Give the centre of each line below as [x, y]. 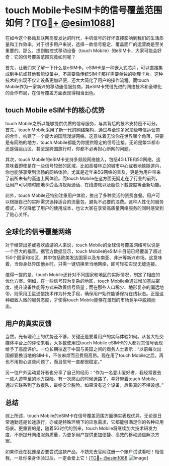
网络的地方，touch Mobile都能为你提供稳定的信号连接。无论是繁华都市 [87, 142]
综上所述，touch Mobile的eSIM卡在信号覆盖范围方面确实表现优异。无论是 [81, 416]
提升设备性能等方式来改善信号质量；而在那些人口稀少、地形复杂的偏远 [87, 287]
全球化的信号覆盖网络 [38, 232]
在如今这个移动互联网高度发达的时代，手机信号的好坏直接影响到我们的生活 [82, 38]
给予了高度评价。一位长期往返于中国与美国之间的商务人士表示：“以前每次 [81, 349]
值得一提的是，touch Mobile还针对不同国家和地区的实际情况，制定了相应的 [82, 274]
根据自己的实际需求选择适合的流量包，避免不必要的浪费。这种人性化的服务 [87, 201]
